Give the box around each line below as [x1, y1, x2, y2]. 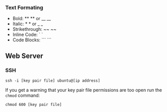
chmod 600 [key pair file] [5, 102, 62, 107]
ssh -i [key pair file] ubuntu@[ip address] [5, 78, 100, 83]
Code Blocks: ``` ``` [12, 37, 52, 43]
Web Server [5, 51, 43, 60]
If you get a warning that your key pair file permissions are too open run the [5, 87, 162, 93]
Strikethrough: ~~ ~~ [12, 26, 57, 32]
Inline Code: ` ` [12, 32, 43, 38]
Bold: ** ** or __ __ [12, 16, 51, 22]
